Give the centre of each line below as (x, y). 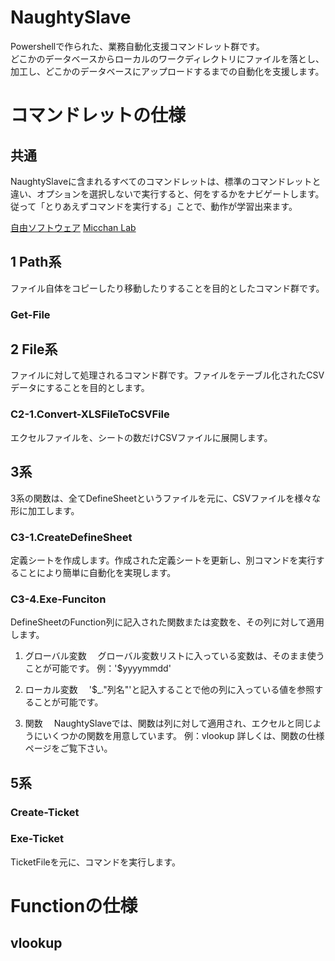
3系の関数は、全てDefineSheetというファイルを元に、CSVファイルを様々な (166, 498)
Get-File (30, 314)
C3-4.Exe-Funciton (58, 599)
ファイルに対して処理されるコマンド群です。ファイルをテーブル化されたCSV (167, 375)
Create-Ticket (45, 812)
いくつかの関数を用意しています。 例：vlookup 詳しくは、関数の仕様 (183, 736)
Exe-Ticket (37, 839)
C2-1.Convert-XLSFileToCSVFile (90, 414)
